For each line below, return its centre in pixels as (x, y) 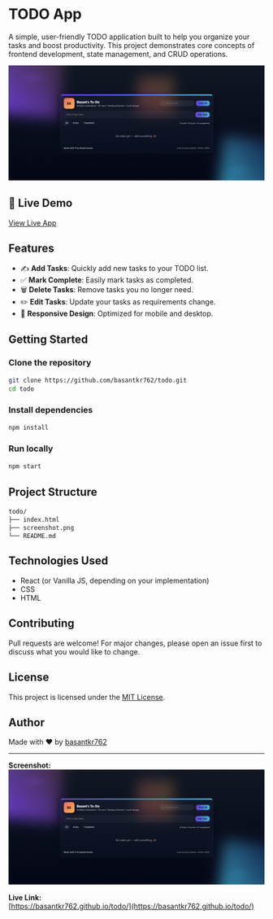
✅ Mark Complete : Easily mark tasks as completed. (106, 280)
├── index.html (34, 520)
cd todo (22, 389)
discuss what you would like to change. (74, 651)
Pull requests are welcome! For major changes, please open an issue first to (135, 643)
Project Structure (53, 492)
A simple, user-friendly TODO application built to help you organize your (129, 37)
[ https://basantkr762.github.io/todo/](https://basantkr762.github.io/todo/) (131, 906)
